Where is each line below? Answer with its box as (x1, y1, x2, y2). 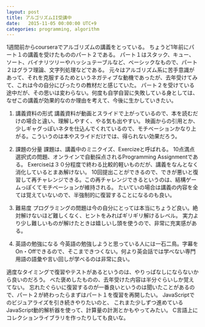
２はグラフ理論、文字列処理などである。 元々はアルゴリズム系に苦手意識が (6, 66, 195, 74)
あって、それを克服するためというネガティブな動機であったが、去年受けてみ (6, 74, 198, 81)
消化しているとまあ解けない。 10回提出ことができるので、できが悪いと (15, 168, 193, 176)
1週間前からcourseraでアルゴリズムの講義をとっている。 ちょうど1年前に (6, 43, 189, 51)
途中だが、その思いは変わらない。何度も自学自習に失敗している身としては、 (6, 89, 198, 96)
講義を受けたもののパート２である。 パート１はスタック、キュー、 (27, 51, 195, 59)
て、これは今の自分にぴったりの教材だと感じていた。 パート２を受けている (6, 82, 195, 89)
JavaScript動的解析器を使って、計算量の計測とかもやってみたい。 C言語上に (6, 306, 198, 314)
